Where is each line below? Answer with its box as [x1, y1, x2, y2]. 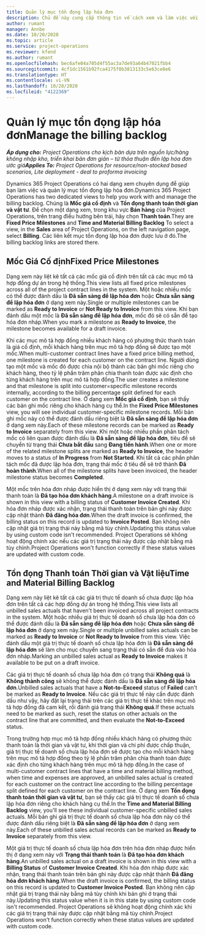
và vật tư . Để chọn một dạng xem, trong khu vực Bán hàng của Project [6, 206, 185, 213]
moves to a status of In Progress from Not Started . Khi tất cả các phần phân [6, 454, 199, 461]
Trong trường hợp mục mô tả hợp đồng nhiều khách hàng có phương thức [6, 735, 192, 742]
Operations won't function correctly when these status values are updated [6, 916, 194, 923]
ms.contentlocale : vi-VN [6, 77, 70, 83]
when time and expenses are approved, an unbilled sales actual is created [6, 774, 193, 782]
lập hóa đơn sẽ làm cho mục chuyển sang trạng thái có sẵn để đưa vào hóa [6, 646, 197, 654]
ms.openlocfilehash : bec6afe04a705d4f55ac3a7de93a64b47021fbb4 [6, 60, 171, 66]
